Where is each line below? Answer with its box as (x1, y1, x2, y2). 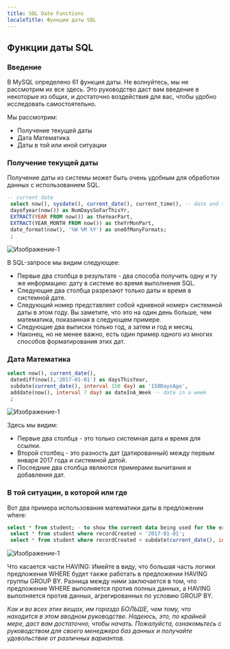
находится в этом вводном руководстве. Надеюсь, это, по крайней (7, 612, 207, 621)
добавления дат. (16, 471, 66, 479)
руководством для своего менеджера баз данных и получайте (7, 627, 193, 635)
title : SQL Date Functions (7, 10, 84, 17)
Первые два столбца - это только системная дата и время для (16, 434, 201, 442)
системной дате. (16, 293, 66, 302)
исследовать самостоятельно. (7, 100, 97, 108)
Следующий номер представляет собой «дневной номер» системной (16, 300, 222, 309)
